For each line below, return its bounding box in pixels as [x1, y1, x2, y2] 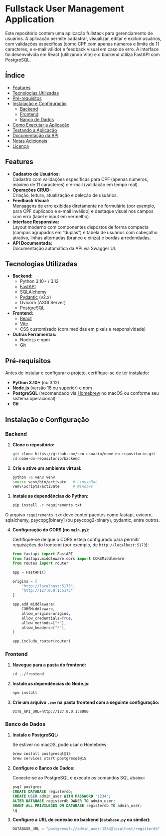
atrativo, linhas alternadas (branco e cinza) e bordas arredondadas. [12, 235, 151, 241]
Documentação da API [12, 132, 59, 138]
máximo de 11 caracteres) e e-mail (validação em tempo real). [12, 181, 139, 188]
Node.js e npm [19, 337, 50, 343]
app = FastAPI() [12, 570, 46, 575]
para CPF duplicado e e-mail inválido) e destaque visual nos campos [12, 208, 154, 214]
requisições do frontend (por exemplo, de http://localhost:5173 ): [12, 542, 149, 548]
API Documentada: [12, 240, 52, 246]
